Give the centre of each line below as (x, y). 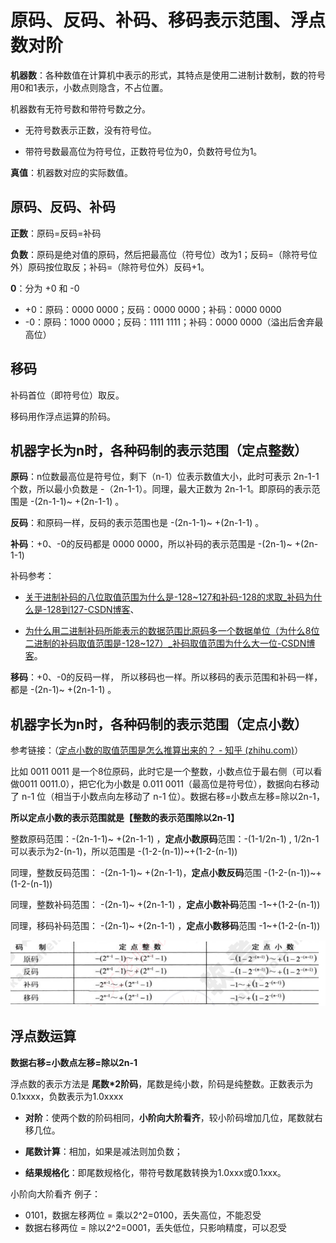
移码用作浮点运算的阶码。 (63, 416)
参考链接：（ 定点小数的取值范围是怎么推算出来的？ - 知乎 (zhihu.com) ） (157, 750)
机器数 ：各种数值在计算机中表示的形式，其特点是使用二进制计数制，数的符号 (168, 75)
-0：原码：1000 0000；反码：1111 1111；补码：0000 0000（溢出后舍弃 (169, 322)
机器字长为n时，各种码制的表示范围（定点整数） (159, 450)
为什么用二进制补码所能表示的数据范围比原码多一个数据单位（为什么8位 (172, 631)
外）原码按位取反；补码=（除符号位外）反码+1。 (110, 267)
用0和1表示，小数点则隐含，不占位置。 (89, 87)
